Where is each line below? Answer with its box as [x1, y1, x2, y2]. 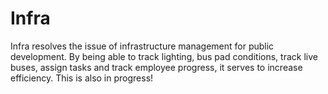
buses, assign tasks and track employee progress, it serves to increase [10, 61, 303, 73]
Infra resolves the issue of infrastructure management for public [10, 40, 275, 52]
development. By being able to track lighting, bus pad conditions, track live [10, 50, 318, 62]
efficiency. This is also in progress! [10, 72, 154, 84]
